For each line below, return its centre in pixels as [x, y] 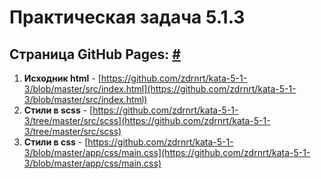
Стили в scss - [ [58, 110]
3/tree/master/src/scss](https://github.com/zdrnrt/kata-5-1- [147, 120]
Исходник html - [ [62, 78]
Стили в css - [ [56, 142]
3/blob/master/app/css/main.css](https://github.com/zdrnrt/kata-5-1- [167, 152]
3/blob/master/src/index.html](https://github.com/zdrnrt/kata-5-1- [160, 89]
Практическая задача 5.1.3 [127, 17]
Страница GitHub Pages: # [95, 54]
